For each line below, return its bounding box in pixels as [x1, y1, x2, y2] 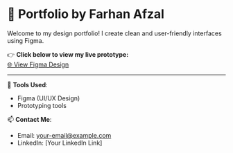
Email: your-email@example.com [17, 131, 112, 139]
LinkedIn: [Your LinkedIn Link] [17, 138, 103, 147]
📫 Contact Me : [7, 115, 52, 123]
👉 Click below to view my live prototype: [7, 50, 129, 58]
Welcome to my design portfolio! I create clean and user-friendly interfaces [7, 29, 222, 37]
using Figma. [7, 36, 44, 44]
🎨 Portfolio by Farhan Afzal [7, 6, 165, 22]
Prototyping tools [17, 101, 67, 109]
